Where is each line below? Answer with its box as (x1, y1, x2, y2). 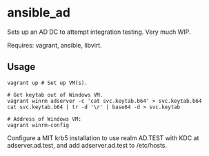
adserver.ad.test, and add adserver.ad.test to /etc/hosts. (7, 141, 168, 149)
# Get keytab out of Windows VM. (7, 91, 103, 98)
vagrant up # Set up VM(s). (7, 79, 88, 86)
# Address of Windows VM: (7, 115, 81, 122)
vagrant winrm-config (7, 121, 70, 128)
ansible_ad (7, 5, 71, 21)
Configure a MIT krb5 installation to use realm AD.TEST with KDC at (7, 133, 199, 142)
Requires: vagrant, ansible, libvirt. (7, 41, 102, 49)
